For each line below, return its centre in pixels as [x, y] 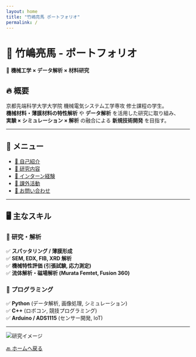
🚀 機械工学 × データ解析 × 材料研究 [48, 70]
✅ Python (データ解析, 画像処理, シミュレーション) [67, 303]
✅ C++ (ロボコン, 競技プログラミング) [52, 310]
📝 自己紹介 [27, 161]
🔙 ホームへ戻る [24, 348]
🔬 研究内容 [27, 169]
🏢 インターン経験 [35, 176]
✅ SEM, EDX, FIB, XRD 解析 [39, 258]
